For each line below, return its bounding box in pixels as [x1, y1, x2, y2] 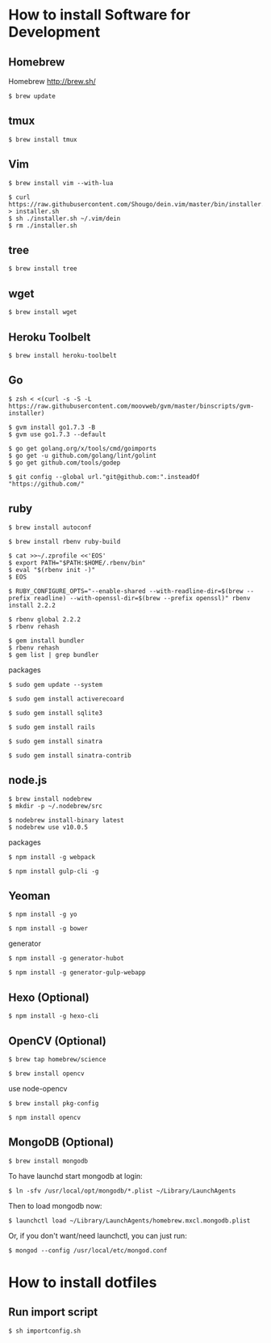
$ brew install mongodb [8, 1157, 89, 1165]
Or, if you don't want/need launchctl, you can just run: [8, 1231, 187, 1240]
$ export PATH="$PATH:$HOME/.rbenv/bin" [8, 558, 147, 567]
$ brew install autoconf [8, 523, 92, 532]
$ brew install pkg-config [8, 1099, 99, 1108]
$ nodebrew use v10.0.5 [8, 823, 89, 831]
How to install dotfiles [8, 1273, 157, 1291]
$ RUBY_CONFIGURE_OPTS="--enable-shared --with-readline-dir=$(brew [8, 587, 244, 595]
